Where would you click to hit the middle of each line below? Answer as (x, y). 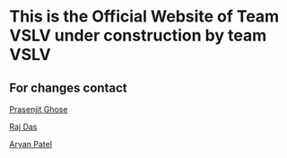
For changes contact (68, 88)
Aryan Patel (30, 144)
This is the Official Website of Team (144, 17)
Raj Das (23, 127)
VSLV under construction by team (138, 35)
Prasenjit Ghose (39, 109)
